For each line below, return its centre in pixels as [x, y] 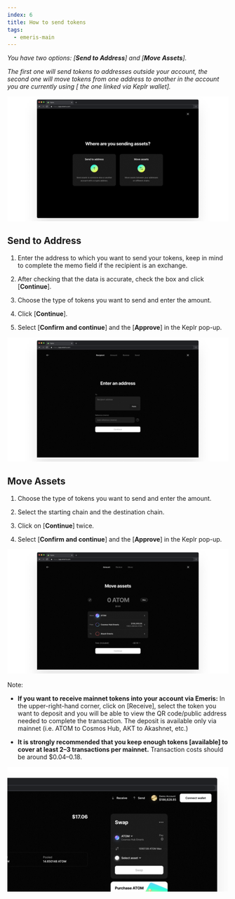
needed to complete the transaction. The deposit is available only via [117, 721]
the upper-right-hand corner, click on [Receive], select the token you [117, 706]
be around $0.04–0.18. [50, 757]
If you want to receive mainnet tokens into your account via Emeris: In [121, 699]
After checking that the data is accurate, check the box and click [111, 279]
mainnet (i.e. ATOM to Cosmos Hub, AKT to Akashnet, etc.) [102, 729]
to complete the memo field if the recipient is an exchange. [102, 265]
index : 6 [20, 15]
